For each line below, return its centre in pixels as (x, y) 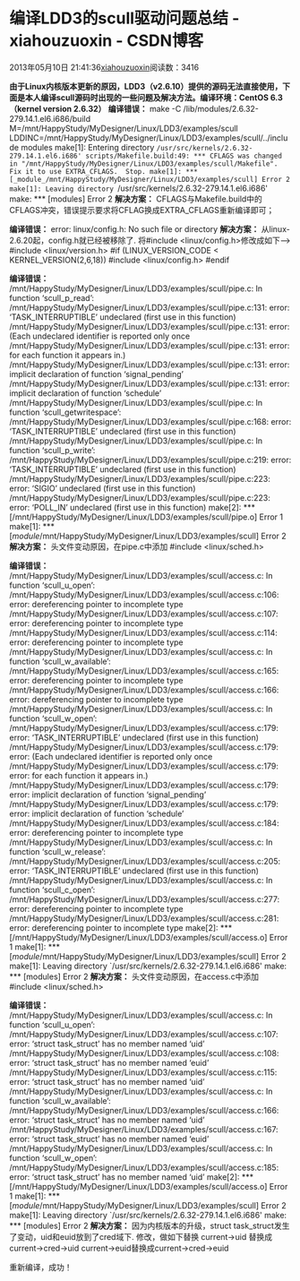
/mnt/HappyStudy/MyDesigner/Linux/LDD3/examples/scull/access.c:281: (144, 918)
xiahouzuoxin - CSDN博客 (107, 41)
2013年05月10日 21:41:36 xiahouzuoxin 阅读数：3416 (104, 67)
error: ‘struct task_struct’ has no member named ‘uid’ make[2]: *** (132, 1177)
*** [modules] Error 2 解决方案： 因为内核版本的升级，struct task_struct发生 (150, 1225)
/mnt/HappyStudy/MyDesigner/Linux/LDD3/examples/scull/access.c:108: (144, 1053)
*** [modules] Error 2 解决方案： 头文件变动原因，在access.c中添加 (134, 976)
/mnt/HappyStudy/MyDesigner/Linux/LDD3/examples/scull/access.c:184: (144, 823)
